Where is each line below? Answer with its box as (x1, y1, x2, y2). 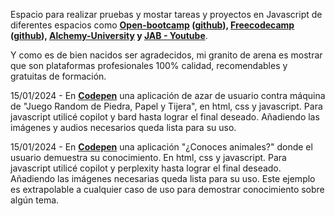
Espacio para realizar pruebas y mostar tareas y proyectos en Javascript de (10, 9, 323, 20)
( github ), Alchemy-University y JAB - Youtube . (10, 30, 208, 41)
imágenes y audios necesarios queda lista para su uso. (10, 122, 237, 133)
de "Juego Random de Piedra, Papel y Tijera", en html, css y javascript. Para (10, 100, 323, 112)
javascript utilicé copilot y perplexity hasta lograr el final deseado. (10, 162, 282, 174)
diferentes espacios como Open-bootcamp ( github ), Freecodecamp (10, 19, 295, 31)
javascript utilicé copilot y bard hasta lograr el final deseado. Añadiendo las (10, 111, 320, 123)
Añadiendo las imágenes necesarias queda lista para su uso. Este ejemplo (10, 173, 316, 184)
